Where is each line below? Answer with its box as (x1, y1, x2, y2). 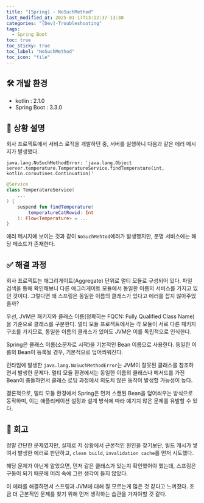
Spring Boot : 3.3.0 (15, 104, 63, 111)
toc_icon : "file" (6, 54, 51, 60)
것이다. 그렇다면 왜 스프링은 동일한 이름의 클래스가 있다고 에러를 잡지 (12, 293, 175, 300)
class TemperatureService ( (6, 187, 75, 193)
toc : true (6, 37, 32, 43)
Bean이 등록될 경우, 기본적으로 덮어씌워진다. (17, 349, 124, 356)
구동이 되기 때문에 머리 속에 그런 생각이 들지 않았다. (6, 470, 128, 477)
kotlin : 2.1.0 (15, 97, 45, 105)
